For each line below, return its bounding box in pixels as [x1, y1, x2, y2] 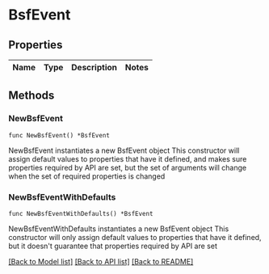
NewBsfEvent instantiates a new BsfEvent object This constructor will [8, 145, 240, 155]
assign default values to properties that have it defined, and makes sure [8, 154, 247, 163]
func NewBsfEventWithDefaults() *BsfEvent [8, 209, 153, 217]
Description [71, 62, 117, 73]
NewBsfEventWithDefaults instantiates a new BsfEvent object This [8, 224, 229, 234]
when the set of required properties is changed [8, 171, 166, 181]
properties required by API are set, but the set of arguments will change [8, 162, 247, 172]
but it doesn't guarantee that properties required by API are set [8, 241, 218, 251]
